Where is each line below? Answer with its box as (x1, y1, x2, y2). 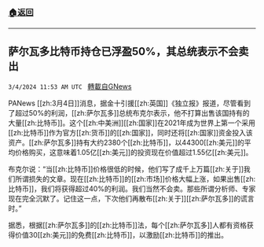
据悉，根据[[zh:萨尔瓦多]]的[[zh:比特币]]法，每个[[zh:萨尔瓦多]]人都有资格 (8, 220, 247, 230)
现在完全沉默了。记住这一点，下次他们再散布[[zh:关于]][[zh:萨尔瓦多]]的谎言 (8, 194, 255, 204)
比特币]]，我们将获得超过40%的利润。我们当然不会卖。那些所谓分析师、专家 (8, 184, 256, 194)
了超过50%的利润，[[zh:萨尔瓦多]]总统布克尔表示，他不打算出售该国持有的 (8, 109, 250, 118)
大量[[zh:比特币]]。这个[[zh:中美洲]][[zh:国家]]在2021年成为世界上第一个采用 (8, 118, 256, 127)
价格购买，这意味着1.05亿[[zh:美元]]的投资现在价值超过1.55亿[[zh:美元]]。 (14, 148, 253, 157)
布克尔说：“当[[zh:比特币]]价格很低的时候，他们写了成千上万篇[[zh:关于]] (8, 164, 244, 174)
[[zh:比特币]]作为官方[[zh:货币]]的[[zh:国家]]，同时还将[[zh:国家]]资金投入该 (8, 128, 253, 138)
